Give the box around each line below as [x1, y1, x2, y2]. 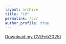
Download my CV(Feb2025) [5, 34, 61, 40]
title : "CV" [5, 12, 29, 16]
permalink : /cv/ [5, 16, 38, 21]
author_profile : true [5, 20, 49, 26]
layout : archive [5, 7, 38, 12]
